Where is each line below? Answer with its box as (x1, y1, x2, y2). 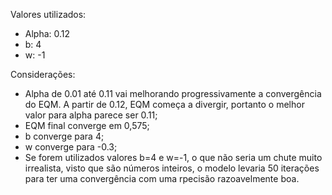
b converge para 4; (24, 130, 105, 142)
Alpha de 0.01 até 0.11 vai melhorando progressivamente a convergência (24, 88, 322, 99)
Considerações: (10, 69, 76, 80)
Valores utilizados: (10, 9, 87, 20)
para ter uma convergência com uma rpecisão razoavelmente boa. (24, 173, 300, 184)
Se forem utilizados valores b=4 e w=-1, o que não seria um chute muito (24, 152, 323, 163)
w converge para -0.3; (24, 141, 118, 153)
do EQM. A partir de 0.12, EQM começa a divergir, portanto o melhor (24, 99, 305, 110)
